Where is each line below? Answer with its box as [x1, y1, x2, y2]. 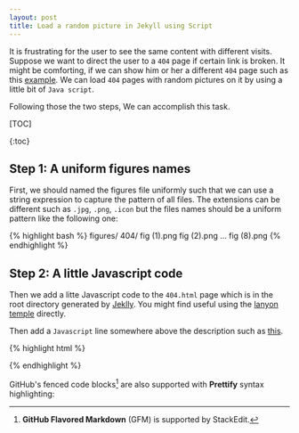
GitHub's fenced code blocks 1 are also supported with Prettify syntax [9, 378, 264, 389]
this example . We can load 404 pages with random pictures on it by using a [9, 74, 283, 85]
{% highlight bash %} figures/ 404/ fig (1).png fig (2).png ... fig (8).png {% [9, 231, 281, 241]
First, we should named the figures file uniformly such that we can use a [9, 184, 274, 196]
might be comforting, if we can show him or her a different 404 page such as [9, 64, 289, 76]
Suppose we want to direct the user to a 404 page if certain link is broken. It [9, 55, 286, 66]
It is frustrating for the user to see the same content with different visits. [9, 45, 273, 56]
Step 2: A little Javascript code [9, 266, 183, 281]
